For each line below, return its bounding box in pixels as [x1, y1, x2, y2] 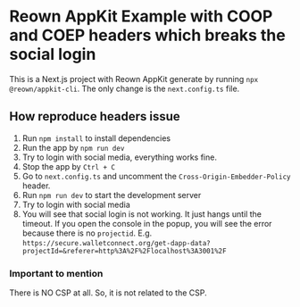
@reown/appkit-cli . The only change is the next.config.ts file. [9, 83, 240, 94]
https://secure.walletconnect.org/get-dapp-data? [21, 238, 212, 247]
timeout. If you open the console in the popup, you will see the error [21, 218, 272, 228]
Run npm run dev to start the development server [21, 189, 202, 200]
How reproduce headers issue [9, 109, 180, 124]
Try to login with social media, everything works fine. [21, 152, 217, 162]
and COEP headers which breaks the [9, 25, 286, 46]
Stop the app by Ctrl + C [21, 161, 116, 171]
